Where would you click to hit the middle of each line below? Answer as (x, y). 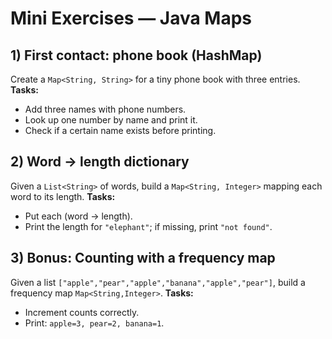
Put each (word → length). (78, 216)
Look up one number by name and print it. (111, 120)
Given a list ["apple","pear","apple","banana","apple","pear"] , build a (158, 282)
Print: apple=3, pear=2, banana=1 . (94, 323)
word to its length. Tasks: (63, 196)
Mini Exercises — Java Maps (131, 18)
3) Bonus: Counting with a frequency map (143, 258)
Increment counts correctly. (82, 312)
